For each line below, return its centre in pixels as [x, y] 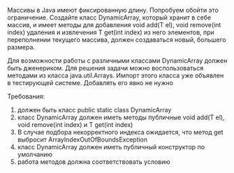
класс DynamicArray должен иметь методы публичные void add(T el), [121, 117]
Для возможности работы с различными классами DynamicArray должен [117, 61]
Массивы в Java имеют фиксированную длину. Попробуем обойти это [113, 10]
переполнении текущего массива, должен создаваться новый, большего [117, 40]
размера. [21, 47]
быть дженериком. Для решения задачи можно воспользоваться [105, 68]
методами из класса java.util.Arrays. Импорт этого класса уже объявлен [116, 75]
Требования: [26, 96]
